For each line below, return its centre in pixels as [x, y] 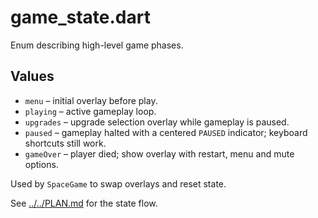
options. [41, 164]
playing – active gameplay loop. [90, 111]
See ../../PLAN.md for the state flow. [84, 203]
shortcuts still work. [65, 143]
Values [32, 76]
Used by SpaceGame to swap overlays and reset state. [118, 183]
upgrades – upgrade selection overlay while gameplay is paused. [157, 122]
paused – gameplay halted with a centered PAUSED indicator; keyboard [166, 132]
